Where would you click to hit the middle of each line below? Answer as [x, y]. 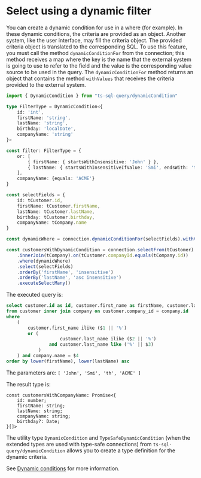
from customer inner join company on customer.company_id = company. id [97, 311]
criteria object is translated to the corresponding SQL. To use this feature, [97, 47]
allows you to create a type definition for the [121, 450]
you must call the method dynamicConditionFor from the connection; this [95, 53]
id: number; [32, 400]
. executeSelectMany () [44, 283]
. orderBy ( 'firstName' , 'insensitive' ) [65, 272]
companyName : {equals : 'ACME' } [56, 179]
